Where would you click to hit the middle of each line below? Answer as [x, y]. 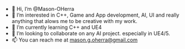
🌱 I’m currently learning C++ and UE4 [57, 27]
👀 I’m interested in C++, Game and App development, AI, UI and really [95, 15]
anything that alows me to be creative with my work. [74, 21]
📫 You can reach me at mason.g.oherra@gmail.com [75, 40]
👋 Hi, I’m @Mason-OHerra [43, 9]
